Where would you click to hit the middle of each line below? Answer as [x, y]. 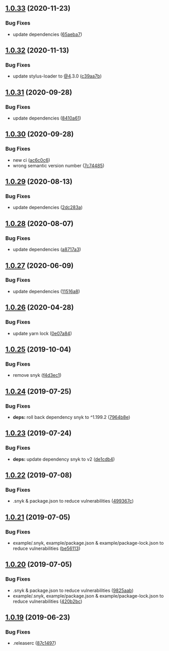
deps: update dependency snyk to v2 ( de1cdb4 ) [64, 459]
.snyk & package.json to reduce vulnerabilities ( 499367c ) [73, 501]
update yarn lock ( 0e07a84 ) [42, 333]
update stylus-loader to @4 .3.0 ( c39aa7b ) [57, 76]
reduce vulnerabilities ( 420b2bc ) [48, 601]
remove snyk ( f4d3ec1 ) [37, 375]
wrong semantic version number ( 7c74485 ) [59, 165]
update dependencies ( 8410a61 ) [47, 118]
